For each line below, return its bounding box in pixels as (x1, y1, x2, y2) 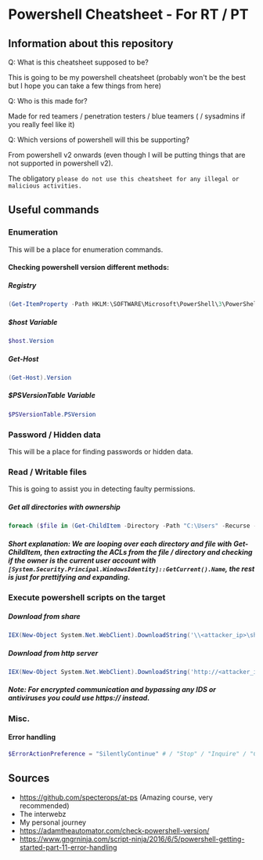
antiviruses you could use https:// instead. (8, 693, 150, 703)
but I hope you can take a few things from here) (8, 81, 162, 90)
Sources (8, 771, 50, 785)
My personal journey (19, 818, 87, 827)
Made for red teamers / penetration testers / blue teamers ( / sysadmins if (8, 111, 246, 121)
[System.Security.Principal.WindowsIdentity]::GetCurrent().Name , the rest (8, 563, 255, 574)
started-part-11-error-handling (19, 842, 117, 852)
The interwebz (19, 809, 67, 818)
